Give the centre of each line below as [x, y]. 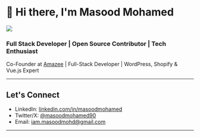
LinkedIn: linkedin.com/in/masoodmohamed [68, 109]
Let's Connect [33, 95]
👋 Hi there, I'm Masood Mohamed [90, 12]
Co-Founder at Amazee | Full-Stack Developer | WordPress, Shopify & [92, 64]
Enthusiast [22, 51]
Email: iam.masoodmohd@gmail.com [60, 122]
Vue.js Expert [23, 70]
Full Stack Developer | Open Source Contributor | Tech [86, 43]
